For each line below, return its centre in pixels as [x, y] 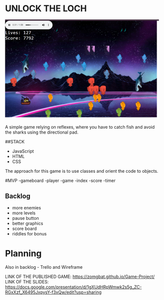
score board [24, 229]
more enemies [27, 208]
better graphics [28, 224]
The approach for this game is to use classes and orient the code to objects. [82, 171]
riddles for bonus [29, 234]
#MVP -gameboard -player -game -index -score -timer [60, 181]
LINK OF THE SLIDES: [27, 282]
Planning [23, 254]
